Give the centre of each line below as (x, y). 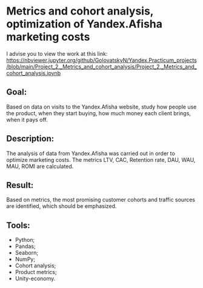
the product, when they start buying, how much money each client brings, (98, 113)
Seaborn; (26, 253)
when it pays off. (27, 119)
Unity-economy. (35, 279)
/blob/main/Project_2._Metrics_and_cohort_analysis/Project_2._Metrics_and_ (101, 66)
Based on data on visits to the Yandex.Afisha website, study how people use (101, 107)
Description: (30, 139)
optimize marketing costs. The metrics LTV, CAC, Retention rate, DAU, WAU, (101, 159)
